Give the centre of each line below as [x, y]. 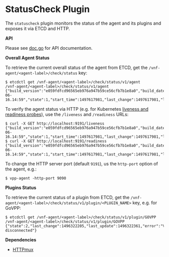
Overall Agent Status [27, 58]
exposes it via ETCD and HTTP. [38, 28]
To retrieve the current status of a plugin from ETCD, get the [67, 197]
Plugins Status [21, 188]
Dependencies [21, 239]
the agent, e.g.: [21, 169]
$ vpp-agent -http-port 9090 [36, 178]
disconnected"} [21, 230]
